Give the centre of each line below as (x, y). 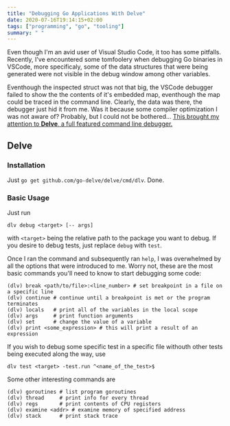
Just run (19, 213)
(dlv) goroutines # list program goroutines (72, 392)
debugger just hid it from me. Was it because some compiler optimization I (112, 109)
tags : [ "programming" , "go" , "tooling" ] (66, 26)
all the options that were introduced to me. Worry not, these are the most (110, 266)
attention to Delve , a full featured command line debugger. (90, 124)
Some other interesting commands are (61, 379)
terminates (23, 304)
